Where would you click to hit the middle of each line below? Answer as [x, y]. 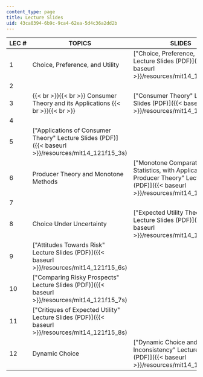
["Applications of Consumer [72, 130]
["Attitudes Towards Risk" [69, 245]
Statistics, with [154, 171]
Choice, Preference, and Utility [76, 65]
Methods [45, 182]
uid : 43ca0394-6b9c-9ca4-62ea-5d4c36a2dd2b [62, 23]
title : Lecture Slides [35, 17]
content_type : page [31, 12]
